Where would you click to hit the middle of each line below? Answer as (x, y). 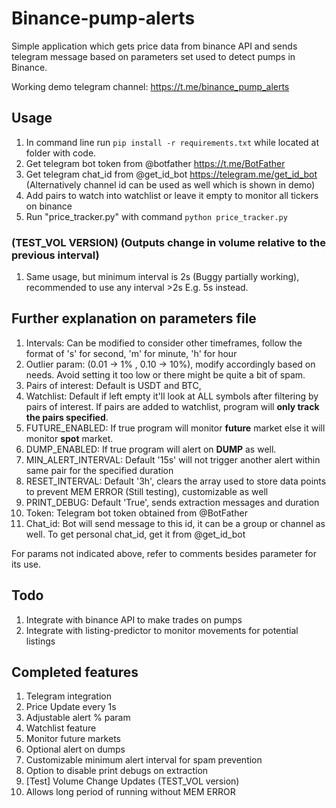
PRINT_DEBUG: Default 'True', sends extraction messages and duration (172, 502)
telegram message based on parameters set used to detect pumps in (153, 56)
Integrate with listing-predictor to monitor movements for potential (162, 630)
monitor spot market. (69, 438)
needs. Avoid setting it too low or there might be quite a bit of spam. (165, 374)
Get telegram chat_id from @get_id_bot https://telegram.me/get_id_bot (171, 174)
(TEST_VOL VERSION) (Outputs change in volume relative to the (168, 242)
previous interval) (55, 255)
